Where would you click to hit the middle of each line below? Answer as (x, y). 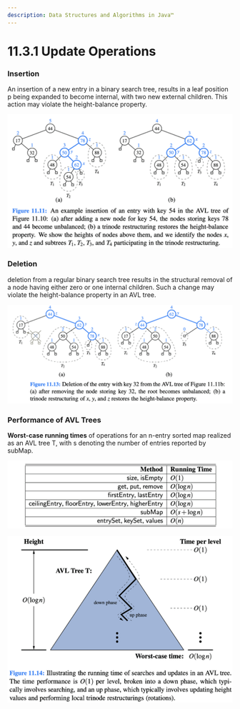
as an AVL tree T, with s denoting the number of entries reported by (107, 443)
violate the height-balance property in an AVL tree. (82, 295)
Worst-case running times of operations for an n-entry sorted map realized (119, 435)
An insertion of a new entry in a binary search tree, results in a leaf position (118, 89)
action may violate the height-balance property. (77, 104)
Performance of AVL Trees (54, 420)
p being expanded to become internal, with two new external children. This (117, 97)
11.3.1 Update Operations (82, 51)
